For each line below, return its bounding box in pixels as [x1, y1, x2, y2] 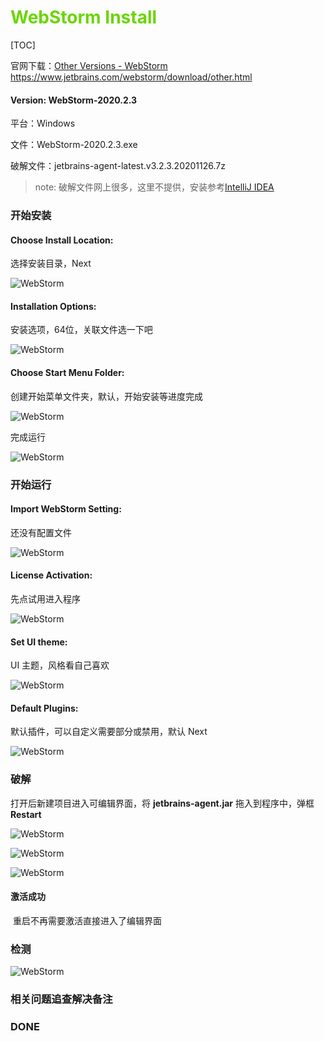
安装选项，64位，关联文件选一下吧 [10, 324, 153, 336]
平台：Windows [10, 117, 76, 130]
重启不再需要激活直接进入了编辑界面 [12, 914, 162, 926]
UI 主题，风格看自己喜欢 [10, 659, 110, 671]
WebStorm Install [10, 6, 158, 29]
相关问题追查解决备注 [10, 992, 113, 1006]
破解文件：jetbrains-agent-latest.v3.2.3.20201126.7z [10, 160, 226, 172]
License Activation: [10, 569, 93, 581]
